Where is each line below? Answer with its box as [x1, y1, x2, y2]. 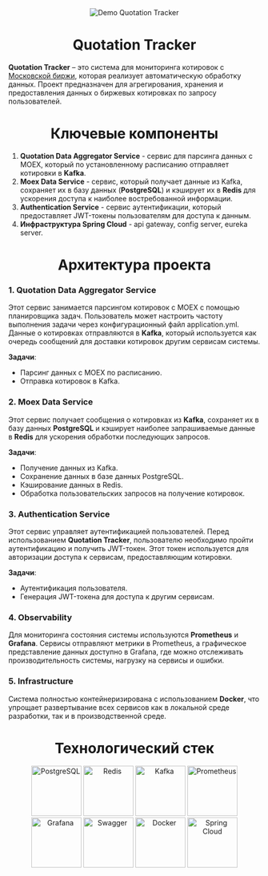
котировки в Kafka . [19, 168, 86, 177]
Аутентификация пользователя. [19, 583, 128, 593]
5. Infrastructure [8, 675, 74, 687]
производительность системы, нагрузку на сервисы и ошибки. [8, 655, 225, 665]
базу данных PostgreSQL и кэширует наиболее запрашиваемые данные [8, 423, 256, 432]
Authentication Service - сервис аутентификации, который [19, 202, 222, 212]
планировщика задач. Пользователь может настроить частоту [8, 311, 223, 321]
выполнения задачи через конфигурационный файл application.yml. [8, 320, 240, 330]
